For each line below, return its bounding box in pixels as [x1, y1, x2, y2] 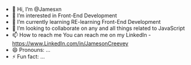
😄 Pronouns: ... [11, 47, 51, 53]
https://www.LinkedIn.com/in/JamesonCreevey [11, 40, 129, 47]
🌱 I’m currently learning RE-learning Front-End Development [11, 18, 161, 25]
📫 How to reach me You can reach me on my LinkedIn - [11, 32, 151, 38]
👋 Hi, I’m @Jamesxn [11, 6, 62, 13]
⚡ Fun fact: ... [11, 53, 45, 60]
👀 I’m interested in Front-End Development [11, 12, 117, 19]
